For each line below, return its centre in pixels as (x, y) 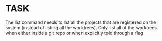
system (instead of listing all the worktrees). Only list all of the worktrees (81, 27)
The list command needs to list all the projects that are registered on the (81, 22)
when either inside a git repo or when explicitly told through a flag (74, 33)
